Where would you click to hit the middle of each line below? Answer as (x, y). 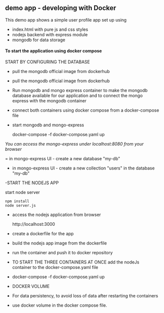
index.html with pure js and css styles (50, 29)
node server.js (21, 206)
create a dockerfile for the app (43, 234)
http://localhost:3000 (34, 224)
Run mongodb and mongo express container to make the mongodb (80, 91)
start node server (23, 193)
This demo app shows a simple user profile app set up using (66, 20)
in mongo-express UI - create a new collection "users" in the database (83, 168)
